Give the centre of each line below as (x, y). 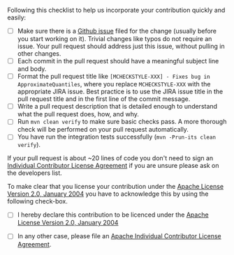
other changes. (39, 54)
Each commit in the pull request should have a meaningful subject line (118, 61)
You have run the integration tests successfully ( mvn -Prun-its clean (117, 137)
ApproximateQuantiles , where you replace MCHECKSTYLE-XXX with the (114, 84)
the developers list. (35, 173)
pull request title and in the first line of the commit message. (104, 99)
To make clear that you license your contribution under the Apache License (116, 187)
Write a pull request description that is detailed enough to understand (117, 107)
